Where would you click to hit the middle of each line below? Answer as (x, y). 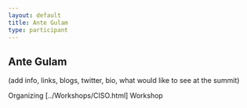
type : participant (38, 30)
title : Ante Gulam (38, 23)
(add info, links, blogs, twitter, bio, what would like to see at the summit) (124, 81)
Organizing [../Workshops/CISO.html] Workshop (85, 95)
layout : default (35, 15)
